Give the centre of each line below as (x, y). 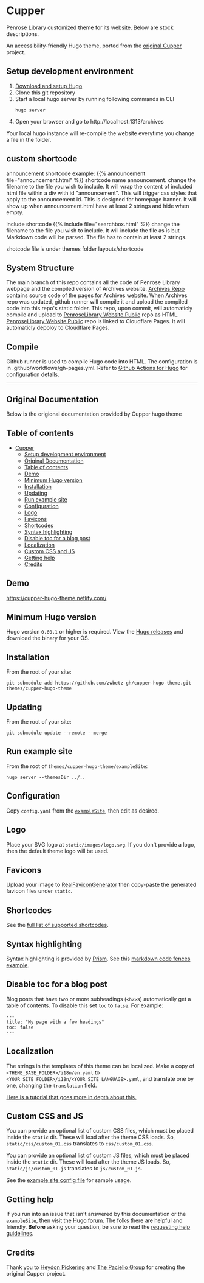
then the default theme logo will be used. (57, 851)
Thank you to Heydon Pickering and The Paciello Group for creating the (96, 1267)
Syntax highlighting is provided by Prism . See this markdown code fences (98, 959)
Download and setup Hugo (49, 86)
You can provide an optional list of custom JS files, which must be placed (98, 1155)
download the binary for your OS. (48, 638)
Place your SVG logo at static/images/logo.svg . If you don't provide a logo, (101, 844)
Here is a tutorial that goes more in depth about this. (71, 1097)
